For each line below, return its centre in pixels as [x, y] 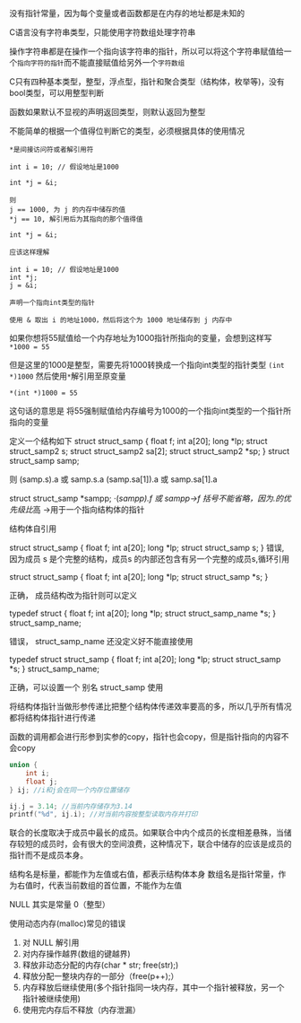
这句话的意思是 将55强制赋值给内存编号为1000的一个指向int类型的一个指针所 [150, 411]
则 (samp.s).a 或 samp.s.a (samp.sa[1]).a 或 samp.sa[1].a [113, 479]
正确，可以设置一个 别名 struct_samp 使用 [86, 687]
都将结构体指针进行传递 [52, 717]
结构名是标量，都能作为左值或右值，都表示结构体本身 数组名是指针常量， [144, 874]
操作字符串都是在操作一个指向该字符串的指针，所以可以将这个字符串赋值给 [146, 51]
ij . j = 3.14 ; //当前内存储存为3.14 [71, 806]
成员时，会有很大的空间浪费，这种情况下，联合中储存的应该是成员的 [166, 844]
